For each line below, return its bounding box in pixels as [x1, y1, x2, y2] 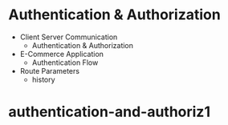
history [31, 75, 55, 84]
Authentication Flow [31, 58, 99, 67]
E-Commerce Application [19, 49, 104, 58]
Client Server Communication [19, 32, 118, 42]
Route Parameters [19, 66, 80, 75]
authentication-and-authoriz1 [8, 103, 211, 121]
